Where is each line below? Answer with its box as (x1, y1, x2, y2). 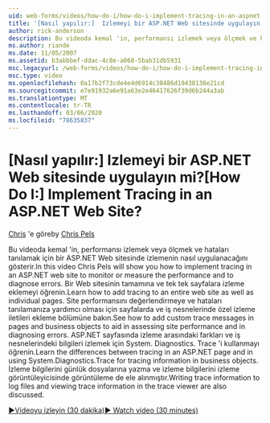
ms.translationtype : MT (8, 94, 88, 102)
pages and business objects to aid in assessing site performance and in (8, 321, 246, 331)
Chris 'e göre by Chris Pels (8, 228, 95, 238)
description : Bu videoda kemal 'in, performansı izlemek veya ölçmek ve (8, 34, 257, 43)
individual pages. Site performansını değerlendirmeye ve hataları (8, 295, 223, 306)
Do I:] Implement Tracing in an (8, 186, 213, 203)
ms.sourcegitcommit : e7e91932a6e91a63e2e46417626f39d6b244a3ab (8, 86, 225, 95)
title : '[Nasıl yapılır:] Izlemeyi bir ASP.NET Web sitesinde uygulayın (8, 19, 261, 27)
